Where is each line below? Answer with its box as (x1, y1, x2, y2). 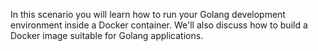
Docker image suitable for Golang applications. (10, 30, 204, 41)
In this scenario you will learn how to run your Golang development (10, 9, 286, 20)
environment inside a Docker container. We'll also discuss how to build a (10, 19, 308, 31)
